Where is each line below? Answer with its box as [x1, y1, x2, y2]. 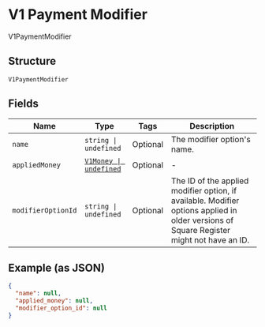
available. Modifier [170, 195, 240, 206]
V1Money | [84, 156, 121, 165]
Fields [8, 97, 39, 111]
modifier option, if [170, 185, 237, 196]
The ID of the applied [170, 175, 249, 186]
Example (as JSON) [8, 261, 105, 274]
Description [189, 120, 235, 131]
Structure [8, 54, 57, 68]
